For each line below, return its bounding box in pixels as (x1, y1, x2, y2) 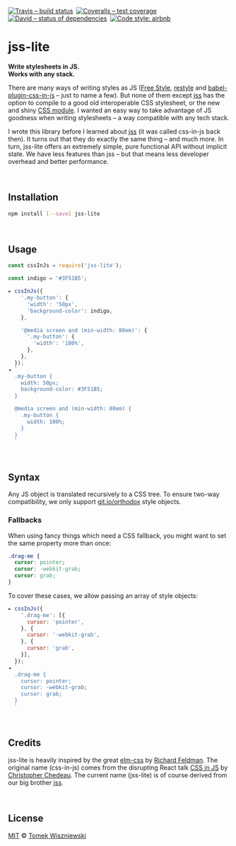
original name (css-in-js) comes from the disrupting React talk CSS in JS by (8, 763, 228, 772)
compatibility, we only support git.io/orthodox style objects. (8, 498, 182, 506)
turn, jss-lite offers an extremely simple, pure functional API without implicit (8, 142, 228, 151)
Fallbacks (8, 515, 42, 525)
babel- (208, 83, 228, 92)
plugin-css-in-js (8, 90, 55, 99)
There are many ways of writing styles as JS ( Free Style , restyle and (8, 83, 207, 92)
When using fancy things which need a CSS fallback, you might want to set (8, 531, 227, 540)
